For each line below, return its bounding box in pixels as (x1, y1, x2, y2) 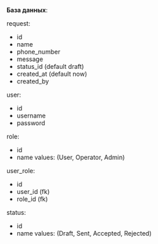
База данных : (6, 6, 48, 14)
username (16, 111, 46, 120)
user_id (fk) (16, 188, 50, 195)
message (16, 55, 43, 63)
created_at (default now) (16, 70, 88, 78)
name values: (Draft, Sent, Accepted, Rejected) (16, 229, 152, 237)
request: (6, 19, 31, 27)
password (16, 119, 46, 127)
